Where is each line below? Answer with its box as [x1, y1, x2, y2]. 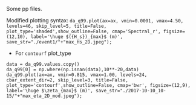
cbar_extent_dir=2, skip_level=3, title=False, [6, 77, 129, 83]
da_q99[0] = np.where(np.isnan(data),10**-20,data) [6, 66, 139, 72]
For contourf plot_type [15, 49, 71, 57]
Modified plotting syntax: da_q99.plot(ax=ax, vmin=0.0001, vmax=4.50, [6, 17, 184, 24]
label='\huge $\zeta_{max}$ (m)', [6, 87, 94, 94]
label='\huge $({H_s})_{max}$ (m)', [30, 34, 123, 40]
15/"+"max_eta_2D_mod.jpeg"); [6, 93, 83, 99]
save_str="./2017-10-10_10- [96, 87, 166, 94]
